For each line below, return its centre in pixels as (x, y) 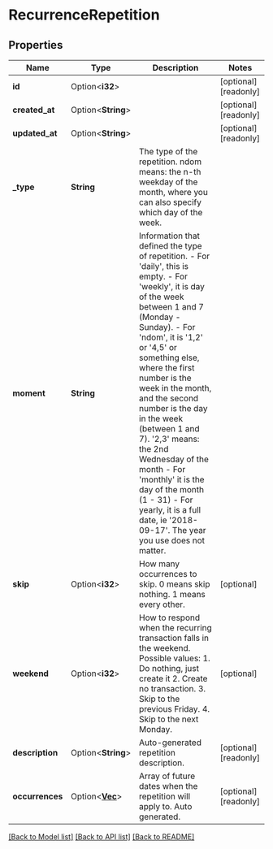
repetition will (165, 796)
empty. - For (164, 276)
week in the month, (175, 388)
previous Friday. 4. (175, 709)
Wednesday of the (174, 459)
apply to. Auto (166, 806)
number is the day (173, 408)
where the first (167, 368)
